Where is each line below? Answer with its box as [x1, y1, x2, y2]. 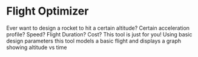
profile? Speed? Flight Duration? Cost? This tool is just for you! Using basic [6, 30, 193, 38]
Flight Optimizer [6, 4, 89, 18]
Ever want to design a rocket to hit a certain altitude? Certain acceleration [6, 24, 190, 32]
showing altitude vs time [6, 44, 68, 51]
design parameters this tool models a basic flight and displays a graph [6, 37, 182, 44]
